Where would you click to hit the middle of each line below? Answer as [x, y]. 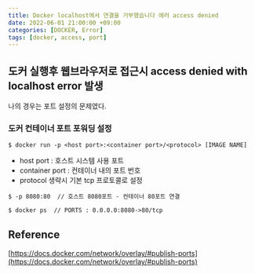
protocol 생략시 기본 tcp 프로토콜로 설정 [81, 181]
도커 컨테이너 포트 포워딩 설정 [60, 128]
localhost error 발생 [56, 86]
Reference [34, 234]
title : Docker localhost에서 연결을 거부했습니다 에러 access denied [113, 15]
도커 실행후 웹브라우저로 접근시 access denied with [128, 71]
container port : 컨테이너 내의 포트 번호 [80, 170]
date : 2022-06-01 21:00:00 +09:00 [65, 23]
